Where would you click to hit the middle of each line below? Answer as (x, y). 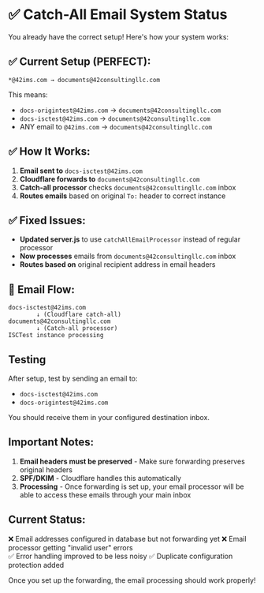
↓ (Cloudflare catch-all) (79, 315)
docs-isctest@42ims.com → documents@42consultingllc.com (115, 118)
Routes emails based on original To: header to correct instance (123, 196)
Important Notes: (51, 443)
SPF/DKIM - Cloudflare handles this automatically (100, 478)
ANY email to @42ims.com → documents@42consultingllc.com (116, 126)
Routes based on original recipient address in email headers (117, 265)
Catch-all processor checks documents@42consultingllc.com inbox (128, 187)
